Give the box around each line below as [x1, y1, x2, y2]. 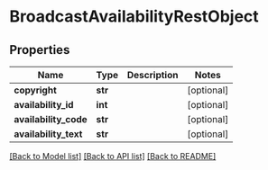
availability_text [14, 128, 83, 140]
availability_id [14, 99, 74, 111]
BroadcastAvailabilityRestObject [9, 6, 259, 27]
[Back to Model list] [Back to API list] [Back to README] [9, 151, 217, 161]
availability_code [14, 113, 88, 125]
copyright [14, 84, 57, 96]
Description [126, 69, 179, 81]
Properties [9, 42, 70, 58]
